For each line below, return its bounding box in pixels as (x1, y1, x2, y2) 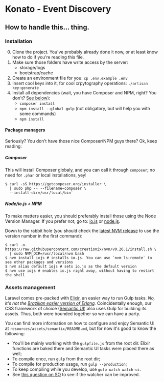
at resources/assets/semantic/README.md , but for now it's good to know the (5, 325, 157, 331)
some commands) (19, 111, 56, 117)
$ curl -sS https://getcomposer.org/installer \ (5, 182, 106, 187)
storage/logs (19, 64, 46, 70)
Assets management (5, 284, 56, 291)
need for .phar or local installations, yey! (5, 172, 87, 178)
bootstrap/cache (19, 70, 53, 76)
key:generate (12, 85, 39, 90)
